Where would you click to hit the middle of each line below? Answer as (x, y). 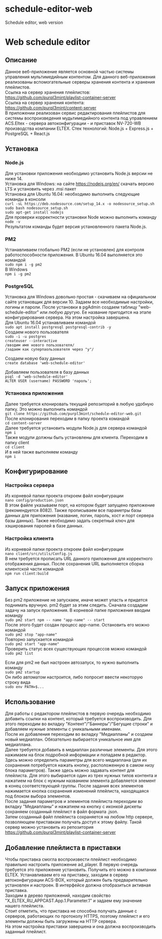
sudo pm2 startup (22, 672)
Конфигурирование (37, 471)
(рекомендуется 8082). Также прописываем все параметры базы (73, 510)
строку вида (18, 682)
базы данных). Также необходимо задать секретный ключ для (70, 521)
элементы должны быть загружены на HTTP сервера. (61, 921)
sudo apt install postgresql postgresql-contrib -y (58, 327)
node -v (13, 222)
